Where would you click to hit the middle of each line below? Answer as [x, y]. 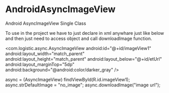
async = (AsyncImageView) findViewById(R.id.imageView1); [68, 79]
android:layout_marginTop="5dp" [40, 64]
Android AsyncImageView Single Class [46, 23]
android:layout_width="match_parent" [45, 54]
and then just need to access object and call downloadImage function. [79, 38]
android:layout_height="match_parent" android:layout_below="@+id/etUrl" [84, 59]
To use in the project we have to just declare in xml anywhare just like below [84, 33]
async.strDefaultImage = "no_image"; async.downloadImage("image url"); [83, 85]
